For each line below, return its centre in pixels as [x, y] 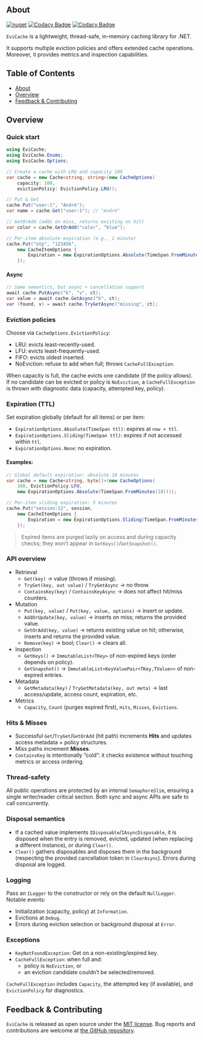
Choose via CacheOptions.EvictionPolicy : [58, 333]
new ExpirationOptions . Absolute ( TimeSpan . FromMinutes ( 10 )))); [97, 492]
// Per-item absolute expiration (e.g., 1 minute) [71, 238]
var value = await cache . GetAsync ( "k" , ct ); [63, 299]
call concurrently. [28, 803]
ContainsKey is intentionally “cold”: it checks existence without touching [104, 755]
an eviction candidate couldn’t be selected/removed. [89, 972]
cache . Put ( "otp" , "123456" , [42, 244]
